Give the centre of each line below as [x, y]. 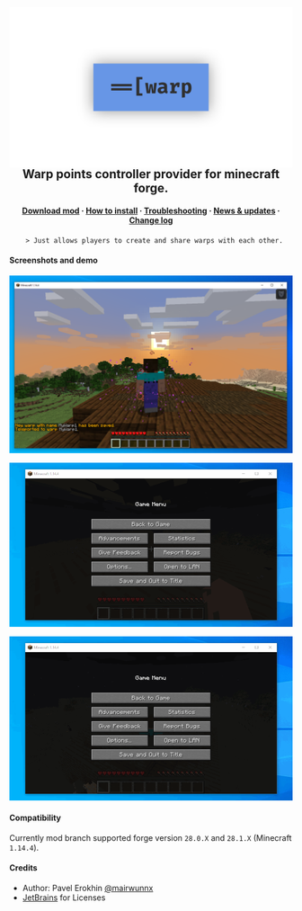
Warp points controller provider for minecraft [151, 174]
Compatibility [35, 818]
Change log [151, 220]
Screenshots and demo [53, 260]
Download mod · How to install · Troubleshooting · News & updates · [151, 211]
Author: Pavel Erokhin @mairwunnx [88, 888]
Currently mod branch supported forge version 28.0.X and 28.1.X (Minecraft [151, 837]
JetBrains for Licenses [64, 898]
